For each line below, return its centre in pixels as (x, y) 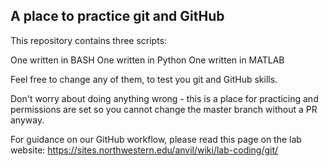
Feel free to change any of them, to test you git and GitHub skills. (144, 79)
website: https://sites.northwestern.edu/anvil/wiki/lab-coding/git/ (144, 150)
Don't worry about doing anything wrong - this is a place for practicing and (164, 98)
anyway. (27, 120)
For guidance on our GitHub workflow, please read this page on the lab (156, 139)
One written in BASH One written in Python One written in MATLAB (147, 60)
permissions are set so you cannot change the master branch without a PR (164, 109)
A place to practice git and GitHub (117, 16)
